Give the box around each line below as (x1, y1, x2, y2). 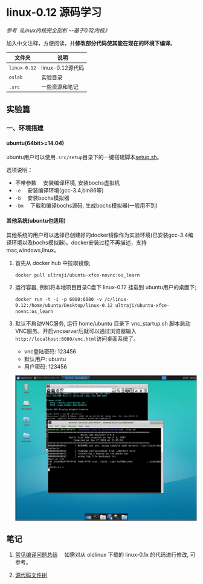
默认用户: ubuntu (24, 355, 66, 363)
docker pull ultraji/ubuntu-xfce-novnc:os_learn (14, 272, 140, 278)
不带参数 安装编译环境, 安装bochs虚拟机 (14, 179, 120, 186)
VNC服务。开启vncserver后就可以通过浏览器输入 (14, 327, 137, 335)
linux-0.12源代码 (41, 64, 85, 71)
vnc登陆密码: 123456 (24, 348, 77, 355)
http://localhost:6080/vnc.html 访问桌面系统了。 (14, 335, 139, 343)
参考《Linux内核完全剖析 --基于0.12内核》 (6, 27, 110, 34)
